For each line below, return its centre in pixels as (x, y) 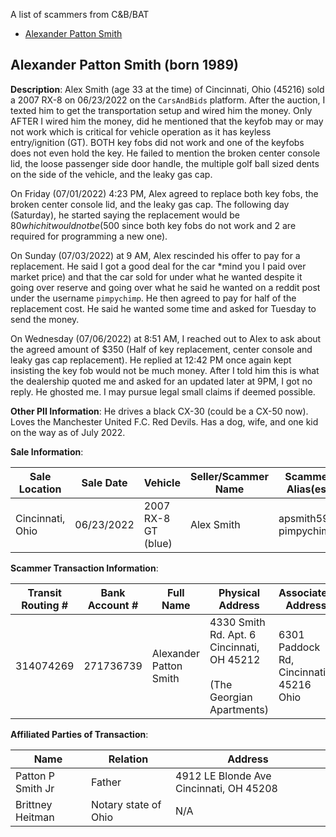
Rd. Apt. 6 (233, 634)
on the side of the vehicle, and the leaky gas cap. (111, 174)
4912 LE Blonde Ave (223, 776)
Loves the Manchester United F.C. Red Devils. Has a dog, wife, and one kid (164, 421)
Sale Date (104, 482)
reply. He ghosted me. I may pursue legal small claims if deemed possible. (163, 391)
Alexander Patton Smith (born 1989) (125, 65)
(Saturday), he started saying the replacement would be (125, 215)
